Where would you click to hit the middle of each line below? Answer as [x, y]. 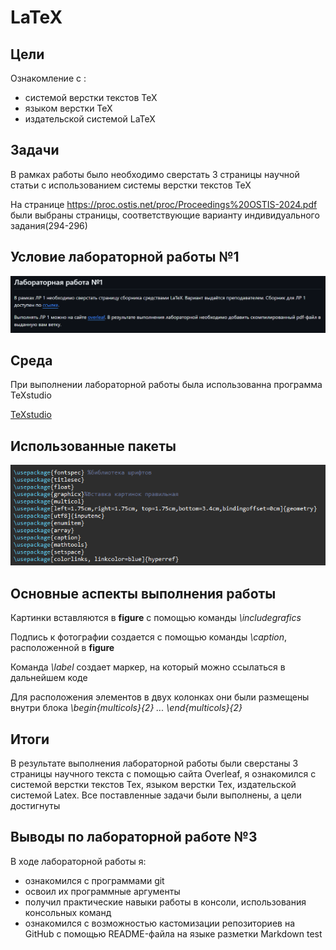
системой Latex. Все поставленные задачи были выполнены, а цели [156, 795]
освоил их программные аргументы [102, 891]
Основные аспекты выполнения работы [143, 593]
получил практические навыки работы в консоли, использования [165, 902]
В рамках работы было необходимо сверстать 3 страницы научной [155, 174]
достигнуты [35, 805]
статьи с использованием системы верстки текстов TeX [131, 185]
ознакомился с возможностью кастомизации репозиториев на [159, 923]
